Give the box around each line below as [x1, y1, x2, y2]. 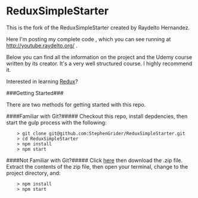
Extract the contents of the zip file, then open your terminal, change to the [6, 163, 188, 170]
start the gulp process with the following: [6, 118, 107, 126]
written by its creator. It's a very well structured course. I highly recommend [6, 60, 193, 67]
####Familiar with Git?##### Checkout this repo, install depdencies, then [6, 112, 188, 120]
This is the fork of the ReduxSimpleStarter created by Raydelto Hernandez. [6, 24, 190, 31]
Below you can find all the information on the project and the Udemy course [6, 53, 193, 60]
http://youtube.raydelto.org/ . [6, 42, 78, 49]
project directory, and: [6, 169, 61, 176]
